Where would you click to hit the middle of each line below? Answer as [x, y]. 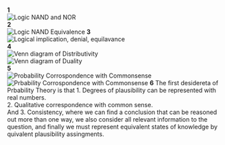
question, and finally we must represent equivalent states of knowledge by [113, 127]
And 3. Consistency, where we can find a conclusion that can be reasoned [112, 112]
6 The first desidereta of [184, 83]
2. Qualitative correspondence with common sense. [80, 105]
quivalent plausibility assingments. [56, 134]
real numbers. [27, 98]
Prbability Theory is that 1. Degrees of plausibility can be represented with [112, 90]
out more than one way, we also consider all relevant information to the [107, 119]
